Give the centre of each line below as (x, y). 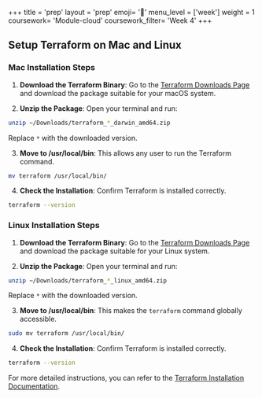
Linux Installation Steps (54, 226)
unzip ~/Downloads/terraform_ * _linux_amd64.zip (88, 280)
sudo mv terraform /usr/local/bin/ (66, 334)
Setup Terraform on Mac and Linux (95, 45)
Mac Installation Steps (52, 68)
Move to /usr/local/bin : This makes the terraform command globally (131, 311)
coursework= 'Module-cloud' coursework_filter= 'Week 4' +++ (110, 20)
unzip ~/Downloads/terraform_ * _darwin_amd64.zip (89, 123)
